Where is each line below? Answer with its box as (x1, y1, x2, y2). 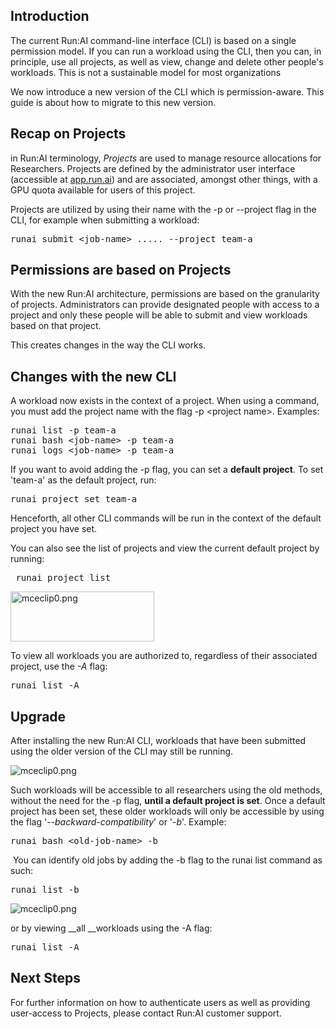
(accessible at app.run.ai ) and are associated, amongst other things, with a (10, 173, 318, 185)
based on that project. (10, 320, 102, 332)
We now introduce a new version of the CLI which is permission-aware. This (10, 85, 325, 98)
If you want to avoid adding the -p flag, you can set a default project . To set (10, 464, 324, 476)
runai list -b (10, 884, 80, 896)
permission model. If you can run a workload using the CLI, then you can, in (10, 45, 322, 57)
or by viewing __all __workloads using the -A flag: (10, 922, 213, 934)
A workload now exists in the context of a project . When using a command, (10, 395, 320, 407)
